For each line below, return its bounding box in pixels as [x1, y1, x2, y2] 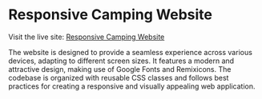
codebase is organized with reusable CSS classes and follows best [8, 73, 229, 82]
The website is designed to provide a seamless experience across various [8, 47, 252, 57]
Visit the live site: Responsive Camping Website [8, 32, 165, 42]
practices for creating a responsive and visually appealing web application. [8, 81, 256, 91]
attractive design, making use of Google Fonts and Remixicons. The [8, 64, 232, 73]
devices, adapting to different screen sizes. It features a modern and [8, 56, 235, 65]
